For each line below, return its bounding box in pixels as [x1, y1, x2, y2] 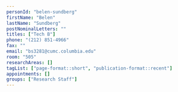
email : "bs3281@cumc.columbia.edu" [6, 48, 97, 54]
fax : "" [6, 43, 26, 49]
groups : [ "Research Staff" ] [6, 76, 78, 82]
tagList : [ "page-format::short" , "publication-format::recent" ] [6, 65, 173, 71]
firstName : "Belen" [6, 15, 56, 21]
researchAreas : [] [6, 59, 53, 65]
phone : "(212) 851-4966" [6, 37, 69, 43]
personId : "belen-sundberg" [6, 8, 78, 15]
